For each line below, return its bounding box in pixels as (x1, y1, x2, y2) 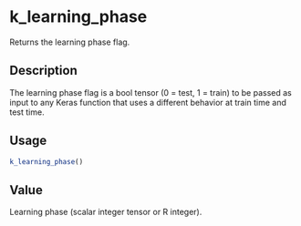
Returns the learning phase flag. (9, 36, 130, 47)
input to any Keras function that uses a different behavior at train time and (9, 97, 287, 108)
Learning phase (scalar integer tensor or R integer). (9, 207, 202, 218)
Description (9, 63, 78, 78)
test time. (9, 107, 45, 118)
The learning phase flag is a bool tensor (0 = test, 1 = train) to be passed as (9, 87, 292, 98)
